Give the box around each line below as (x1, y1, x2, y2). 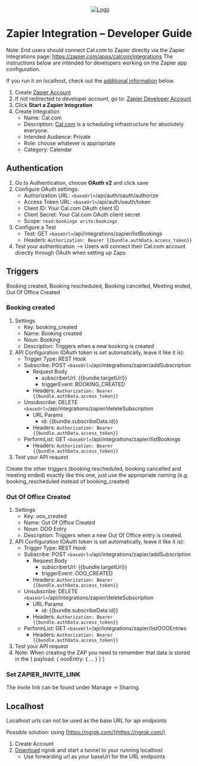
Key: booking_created (23, 323, 78, 331)
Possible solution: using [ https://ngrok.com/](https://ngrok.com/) (6, 729, 166, 736)
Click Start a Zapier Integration (14, 101, 92, 108)
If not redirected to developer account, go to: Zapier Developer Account (14, 95, 191, 102)
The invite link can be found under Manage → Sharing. (6, 684, 140, 691)
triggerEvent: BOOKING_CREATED (41, 380, 125, 387)
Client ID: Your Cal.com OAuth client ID (23, 205, 119, 212)
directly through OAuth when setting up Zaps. (14, 249, 127, 256)
